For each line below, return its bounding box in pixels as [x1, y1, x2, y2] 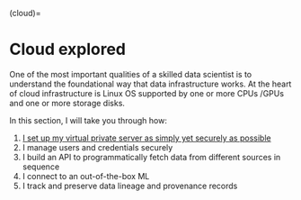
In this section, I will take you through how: [9, 114, 168, 125]
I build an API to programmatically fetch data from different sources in [22, 151, 281, 162]
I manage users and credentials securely [22, 141, 173, 152]
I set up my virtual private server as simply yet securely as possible [22, 132, 271, 143]
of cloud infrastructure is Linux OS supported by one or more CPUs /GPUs [9, 87, 285, 98]
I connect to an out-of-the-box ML [22, 170, 150, 181]
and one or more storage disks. [9, 97, 126, 108]
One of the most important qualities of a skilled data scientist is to [9, 68, 252, 79]
